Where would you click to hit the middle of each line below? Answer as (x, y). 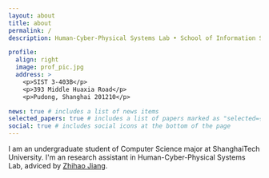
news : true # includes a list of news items (84, 111)
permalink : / (30, 30)
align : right (37, 60)
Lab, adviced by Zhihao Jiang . (58, 166)
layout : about (32, 16)
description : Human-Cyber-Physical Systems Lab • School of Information (132, 38)
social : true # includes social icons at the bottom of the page (119, 126)
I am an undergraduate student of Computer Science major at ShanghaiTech (134, 149)
